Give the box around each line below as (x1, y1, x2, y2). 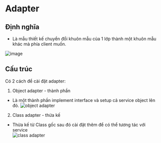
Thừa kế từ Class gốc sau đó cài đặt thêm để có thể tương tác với (12, 122, 146, 128)
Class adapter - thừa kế (12, 112, 60, 118)
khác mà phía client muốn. (12, 41, 66, 47)
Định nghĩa (5, 23, 40, 31)
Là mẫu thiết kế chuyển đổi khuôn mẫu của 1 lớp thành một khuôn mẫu (12, 36, 157, 42)
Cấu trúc (5, 65, 33, 73)
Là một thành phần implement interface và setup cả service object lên (12, 97, 156, 103)
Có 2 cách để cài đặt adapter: (5, 78, 66, 84)
